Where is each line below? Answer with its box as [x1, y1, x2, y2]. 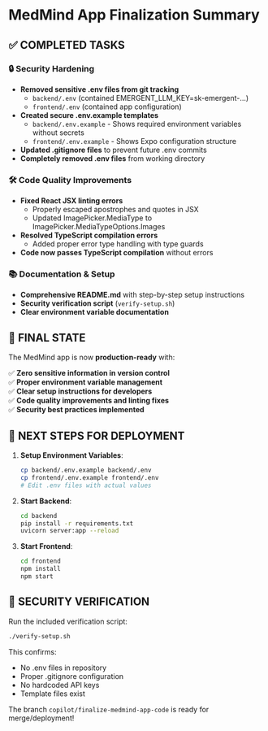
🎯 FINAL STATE [8, 331, 86, 345]
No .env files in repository [19, 663, 107, 672]
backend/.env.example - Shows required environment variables [32, 119, 242, 128]
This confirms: [8, 646, 57, 656]
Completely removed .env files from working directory [19, 153, 205, 163]
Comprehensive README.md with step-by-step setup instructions [19, 290, 245, 300]
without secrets [32, 128, 85, 137]
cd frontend [19, 557, 61, 566]
